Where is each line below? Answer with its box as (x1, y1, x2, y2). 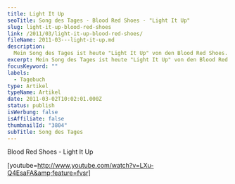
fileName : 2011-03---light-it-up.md (7, 37, 115, 44)
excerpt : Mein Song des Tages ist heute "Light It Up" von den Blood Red (7, 56, 229, 63)
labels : (7, 69, 30, 76)
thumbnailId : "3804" (7, 121, 68, 129)
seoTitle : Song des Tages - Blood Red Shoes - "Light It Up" (7, 17, 191, 24)
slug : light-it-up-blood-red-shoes (7, 23, 112, 30)
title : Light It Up (7, 10, 65, 18)
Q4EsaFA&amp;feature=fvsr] (7, 168, 91, 177)
